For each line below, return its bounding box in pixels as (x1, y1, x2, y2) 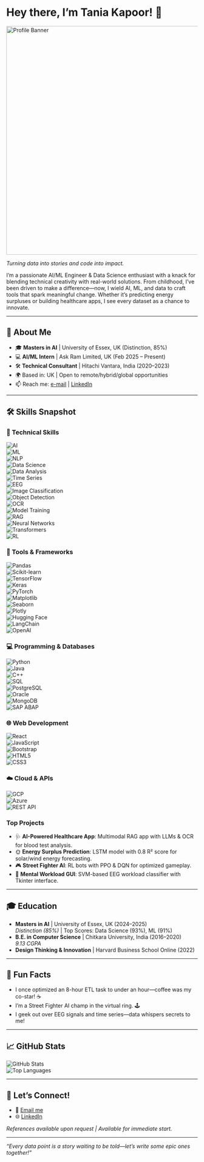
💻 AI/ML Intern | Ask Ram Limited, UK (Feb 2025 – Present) (15, 353, 166, 360)
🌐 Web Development (6, 719, 69, 727)
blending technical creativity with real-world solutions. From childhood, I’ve (6, 277, 195, 285)
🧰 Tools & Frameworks (6, 548, 73, 557)
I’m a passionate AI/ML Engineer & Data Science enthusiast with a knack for (6, 271, 196, 279)
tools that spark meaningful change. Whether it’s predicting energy (6, 291, 174, 298)
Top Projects (6, 818, 44, 827)
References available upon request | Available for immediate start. (6, 1125, 172, 1133)
